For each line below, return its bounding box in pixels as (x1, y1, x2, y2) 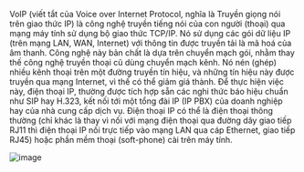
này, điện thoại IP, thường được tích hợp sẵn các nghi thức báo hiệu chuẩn (9, 86, 289, 96)
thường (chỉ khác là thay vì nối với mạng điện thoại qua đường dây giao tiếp (9, 115, 292, 126)
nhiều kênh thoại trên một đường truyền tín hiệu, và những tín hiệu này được (9, 66, 295, 77)
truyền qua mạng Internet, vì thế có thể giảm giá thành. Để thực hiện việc (9, 76, 285, 86)
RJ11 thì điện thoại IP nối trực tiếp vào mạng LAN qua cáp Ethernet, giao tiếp (9, 125, 296, 136)
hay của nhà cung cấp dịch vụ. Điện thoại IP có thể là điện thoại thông (9, 106, 274, 116)
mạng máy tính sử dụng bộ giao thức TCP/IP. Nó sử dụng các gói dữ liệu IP (9, 28, 291, 38)
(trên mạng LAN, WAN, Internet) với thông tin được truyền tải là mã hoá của (9, 37, 292, 48)
